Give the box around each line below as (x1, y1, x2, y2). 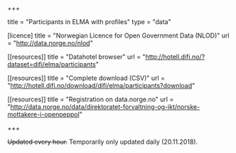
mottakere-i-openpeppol (7, 110, 80, 118)
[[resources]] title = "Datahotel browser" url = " (7, 52, 146, 61)
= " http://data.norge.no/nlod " (7, 39, 94, 47)
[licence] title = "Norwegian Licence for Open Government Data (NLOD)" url (7, 31, 230, 40)
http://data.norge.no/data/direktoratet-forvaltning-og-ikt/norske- (10, 103, 200, 110)
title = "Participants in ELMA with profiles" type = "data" (7, 18, 172, 25)
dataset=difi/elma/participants (7, 60, 96, 68)
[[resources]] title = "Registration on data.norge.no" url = (7, 95, 174, 103)
